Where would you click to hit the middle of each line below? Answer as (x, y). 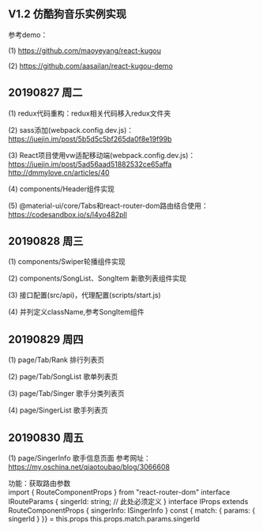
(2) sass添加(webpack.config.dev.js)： (71, 130)
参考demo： (28, 35)
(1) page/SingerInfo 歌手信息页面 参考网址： (80, 458)
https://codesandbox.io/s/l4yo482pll (68, 214)
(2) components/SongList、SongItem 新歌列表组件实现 (98, 278)
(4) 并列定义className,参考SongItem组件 (76, 312)
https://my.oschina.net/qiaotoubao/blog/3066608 (89, 467)
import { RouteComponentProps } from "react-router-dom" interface (119, 492)
